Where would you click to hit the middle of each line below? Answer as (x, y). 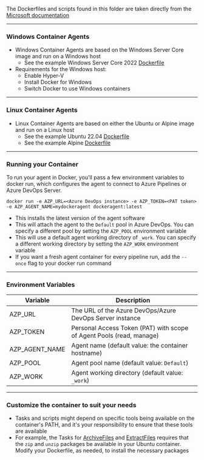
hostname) (87, 353)
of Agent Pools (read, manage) (115, 335)
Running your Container (42, 164)
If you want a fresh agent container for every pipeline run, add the (97, 256)
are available (31, 431)
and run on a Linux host (45, 129)
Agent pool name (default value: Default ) (130, 363)
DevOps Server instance (106, 318)
